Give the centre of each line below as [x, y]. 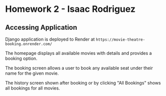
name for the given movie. [32, 73]
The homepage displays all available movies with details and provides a [79, 53]
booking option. [21, 58]
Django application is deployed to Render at [50, 39]
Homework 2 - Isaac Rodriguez [70, 9]
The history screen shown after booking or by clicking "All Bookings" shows [83, 83]
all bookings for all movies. [33, 88]
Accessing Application [41, 27]
